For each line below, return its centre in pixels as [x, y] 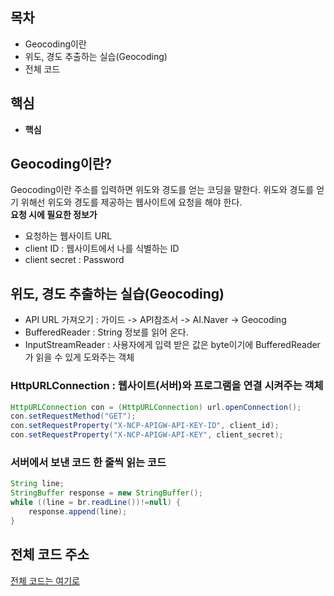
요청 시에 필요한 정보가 [54, 215]
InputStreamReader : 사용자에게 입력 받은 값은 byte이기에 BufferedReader [172, 345]
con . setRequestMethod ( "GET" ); [73, 416]
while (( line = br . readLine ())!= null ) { [96, 503]
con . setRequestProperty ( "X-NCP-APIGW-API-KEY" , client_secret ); [147, 435]
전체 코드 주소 [50, 554]
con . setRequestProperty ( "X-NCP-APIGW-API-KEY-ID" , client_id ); [145, 426]
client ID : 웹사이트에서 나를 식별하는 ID [102, 249]
